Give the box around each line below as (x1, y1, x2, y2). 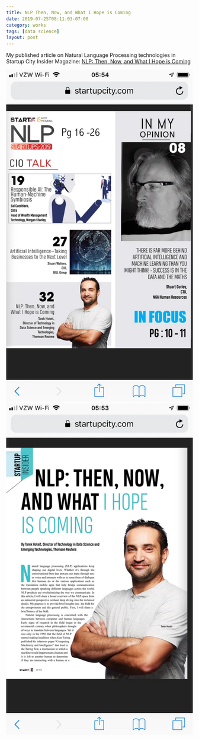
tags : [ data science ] (6, 28, 60, 34)
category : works (6, 22, 46, 28)
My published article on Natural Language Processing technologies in (6, 52, 176, 59)
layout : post (6, 34, 38, 41)
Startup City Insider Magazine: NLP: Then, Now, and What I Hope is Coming (6, 58, 191, 65)
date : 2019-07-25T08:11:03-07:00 (6, 15, 89, 22)
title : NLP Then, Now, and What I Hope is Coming (6, 9, 131, 15)
